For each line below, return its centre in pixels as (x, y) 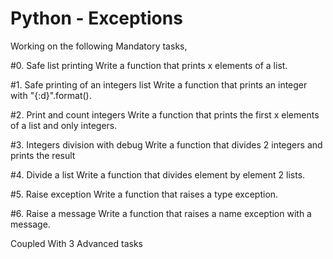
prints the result (43, 155)
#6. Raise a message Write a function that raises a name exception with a (161, 213)
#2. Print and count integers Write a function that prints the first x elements (165, 114)
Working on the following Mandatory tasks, (99, 46)
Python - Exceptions (96, 18)
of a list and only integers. (64, 125)
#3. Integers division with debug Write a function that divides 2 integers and (166, 144)
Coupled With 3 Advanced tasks (76, 243)
